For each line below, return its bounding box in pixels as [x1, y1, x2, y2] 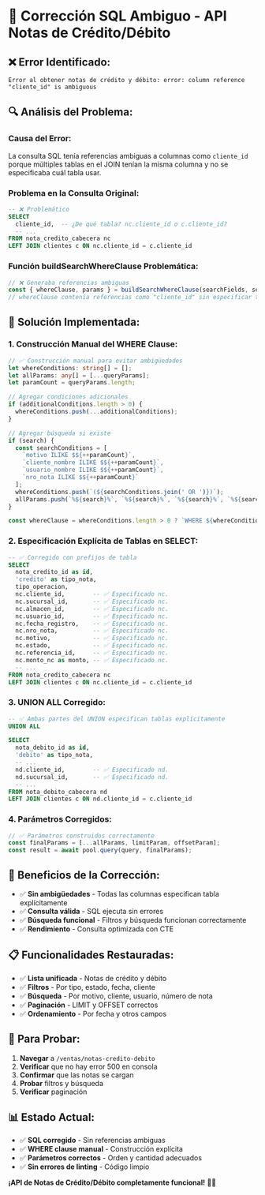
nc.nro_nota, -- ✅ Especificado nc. [15, 627, 170, 635]
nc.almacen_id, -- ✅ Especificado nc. [15, 605, 170, 612]
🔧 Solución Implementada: [8, 315, 140, 328]
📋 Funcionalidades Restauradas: [8, 949, 174, 962]
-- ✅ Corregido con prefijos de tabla [8, 553, 137, 561]
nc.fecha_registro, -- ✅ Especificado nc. [15, 620, 170, 627]
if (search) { [8, 436, 55, 444]
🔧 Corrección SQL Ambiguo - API [8, 7, 227, 25]
